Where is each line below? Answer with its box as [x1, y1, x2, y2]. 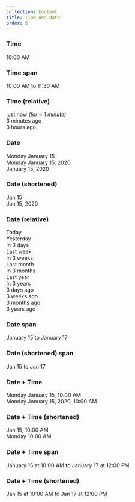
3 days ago [6, 286, 34, 293]
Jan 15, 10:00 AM [6, 426, 49, 433]
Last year [6, 274, 29, 281]
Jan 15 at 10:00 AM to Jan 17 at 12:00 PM [6, 490, 108, 497]
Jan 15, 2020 [6, 200, 38, 207]
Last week [6, 248, 32, 256]
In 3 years [6, 280, 31, 287]
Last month [6, 261, 34, 268]
